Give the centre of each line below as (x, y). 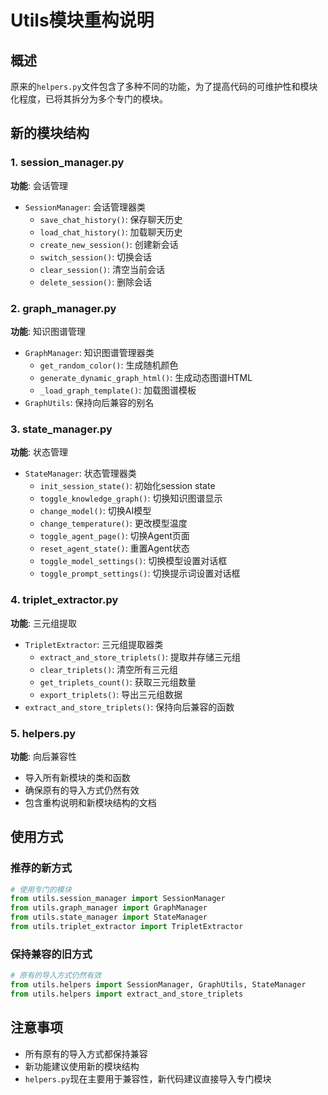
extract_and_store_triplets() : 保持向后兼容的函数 (129, 707)
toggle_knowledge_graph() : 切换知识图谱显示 (131, 498)
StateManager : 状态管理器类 (80, 473)
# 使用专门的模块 (41, 889)
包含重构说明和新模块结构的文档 (90, 802)
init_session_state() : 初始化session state (127, 486)
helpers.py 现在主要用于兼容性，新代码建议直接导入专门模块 (148, 1078)
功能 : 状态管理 (39, 452)
